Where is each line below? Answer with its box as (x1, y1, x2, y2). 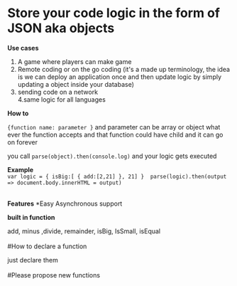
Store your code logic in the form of (7, 5, 220, 21)
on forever (7, 137, 38, 147)
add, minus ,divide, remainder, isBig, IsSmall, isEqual (7, 226, 161, 235)
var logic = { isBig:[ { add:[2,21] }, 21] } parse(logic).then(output (7, 173, 227, 180)
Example (7, 165, 34, 174)
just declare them (7, 255, 58, 264)
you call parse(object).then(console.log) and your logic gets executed (7, 152, 217, 160)
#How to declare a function (7, 242, 87, 250)
